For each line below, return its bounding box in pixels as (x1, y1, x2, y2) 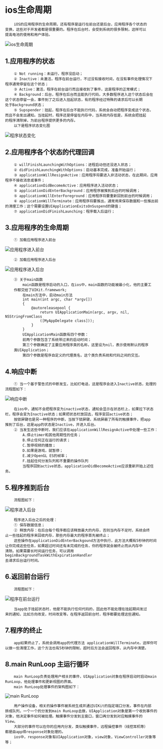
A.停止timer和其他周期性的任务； (22, 433, 82, 438)
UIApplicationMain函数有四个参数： (22, 332, 89, 337)
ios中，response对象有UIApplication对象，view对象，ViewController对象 (14, 735, 152, 740)
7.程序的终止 (5, 626, 42, 635)
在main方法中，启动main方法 (22, 293, 73, 298)
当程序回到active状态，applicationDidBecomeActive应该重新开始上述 (22, 464, 150, 469)
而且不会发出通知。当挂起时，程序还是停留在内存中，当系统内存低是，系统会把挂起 (5, 113, 146, 118)
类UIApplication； (14, 348, 50, 353)
